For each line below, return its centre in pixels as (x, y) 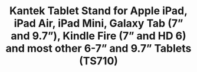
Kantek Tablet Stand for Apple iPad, (98, 11)
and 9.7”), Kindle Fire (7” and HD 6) (98, 36)
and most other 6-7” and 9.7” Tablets (98, 49)
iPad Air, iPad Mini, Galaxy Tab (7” (98, 23)
